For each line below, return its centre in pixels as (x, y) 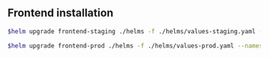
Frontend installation (61, 13)
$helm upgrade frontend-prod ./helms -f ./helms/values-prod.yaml (121, 46)
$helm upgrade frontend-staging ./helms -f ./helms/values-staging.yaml (132, 31)
